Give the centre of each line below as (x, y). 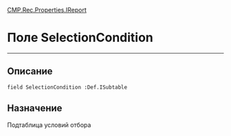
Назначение (35, 108)
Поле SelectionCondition (80, 38)
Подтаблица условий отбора (49, 125)
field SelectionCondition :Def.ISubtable (67, 87)
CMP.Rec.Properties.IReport (47, 10)
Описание (30, 71)
